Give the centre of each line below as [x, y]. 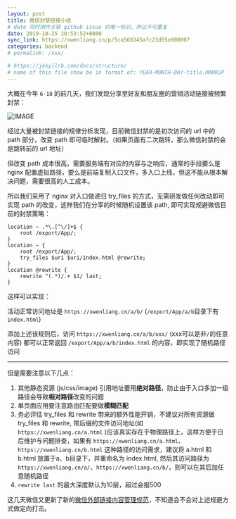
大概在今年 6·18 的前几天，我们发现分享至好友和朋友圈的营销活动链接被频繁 [117, 93]
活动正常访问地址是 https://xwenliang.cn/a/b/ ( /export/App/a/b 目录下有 [113, 311]
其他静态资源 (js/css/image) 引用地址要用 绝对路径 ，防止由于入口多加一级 [123, 387]
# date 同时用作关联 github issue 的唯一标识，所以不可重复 [87, 27]
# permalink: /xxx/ [36, 54]
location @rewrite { [38, 270]
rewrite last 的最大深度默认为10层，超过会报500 [89, 484]
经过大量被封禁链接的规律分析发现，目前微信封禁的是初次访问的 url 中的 [111, 130]
